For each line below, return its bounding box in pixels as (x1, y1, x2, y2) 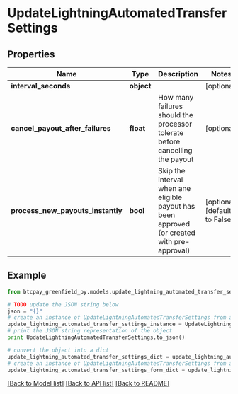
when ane (158, 184, 191, 193)
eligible (158, 192, 183, 202)
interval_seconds (11, 81, 71, 91)
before (158, 137, 181, 146)
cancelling (158, 146, 193, 155)
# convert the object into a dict (7, 347, 110, 354)
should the (158, 110, 193, 120)
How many (158, 93, 194, 102)
